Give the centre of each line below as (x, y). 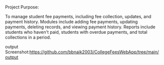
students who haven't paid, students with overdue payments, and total (76, 32)
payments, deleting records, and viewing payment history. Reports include (80, 27)
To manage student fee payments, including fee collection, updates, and (78, 16)
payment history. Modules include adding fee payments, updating (71, 22)
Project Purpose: (22, 7)
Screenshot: (17, 52)
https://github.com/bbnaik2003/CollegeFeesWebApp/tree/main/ (94, 52)
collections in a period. (28, 37)
